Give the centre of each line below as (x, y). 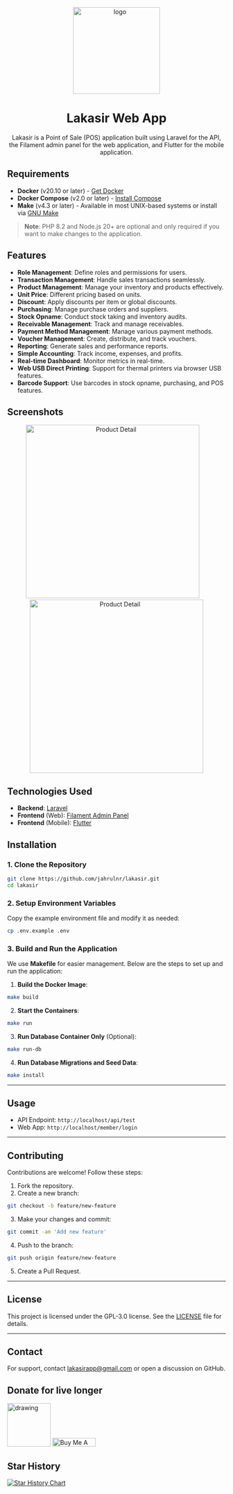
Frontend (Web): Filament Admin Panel (73, 815)
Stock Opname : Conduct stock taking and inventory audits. (102, 316)
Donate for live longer (55, 1390)
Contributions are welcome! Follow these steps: (75, 1173)
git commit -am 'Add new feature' (57, 1232)
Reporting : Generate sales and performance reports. (93, 346)
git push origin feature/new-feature (62, 1258)
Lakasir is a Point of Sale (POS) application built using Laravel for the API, (116, 137)
